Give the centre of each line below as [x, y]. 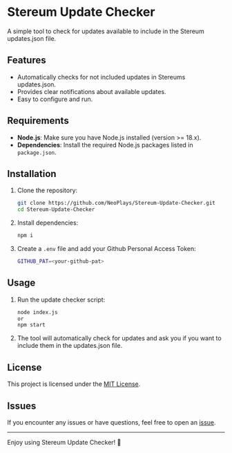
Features [27, 61]
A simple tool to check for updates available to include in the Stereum [106, 31]
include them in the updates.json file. [70, 346]
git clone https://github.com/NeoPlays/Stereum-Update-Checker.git [116, 203]
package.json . [37, 152]
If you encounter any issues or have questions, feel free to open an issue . [112, 422]
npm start [31, 325]
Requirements [38, 121]
